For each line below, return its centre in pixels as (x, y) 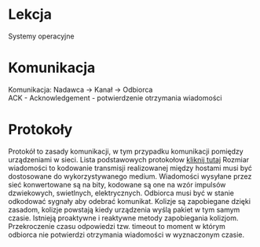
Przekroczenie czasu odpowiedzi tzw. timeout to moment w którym (117, 226)
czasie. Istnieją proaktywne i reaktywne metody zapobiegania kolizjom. (123, 218)
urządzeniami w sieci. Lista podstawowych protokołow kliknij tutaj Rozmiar (129, 159)
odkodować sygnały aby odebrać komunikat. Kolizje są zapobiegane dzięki (130, 201)
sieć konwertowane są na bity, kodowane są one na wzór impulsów (117, 184)
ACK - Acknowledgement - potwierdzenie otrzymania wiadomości (115, 98)
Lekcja (30, 15)
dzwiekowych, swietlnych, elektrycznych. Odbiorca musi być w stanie (121, 193)
